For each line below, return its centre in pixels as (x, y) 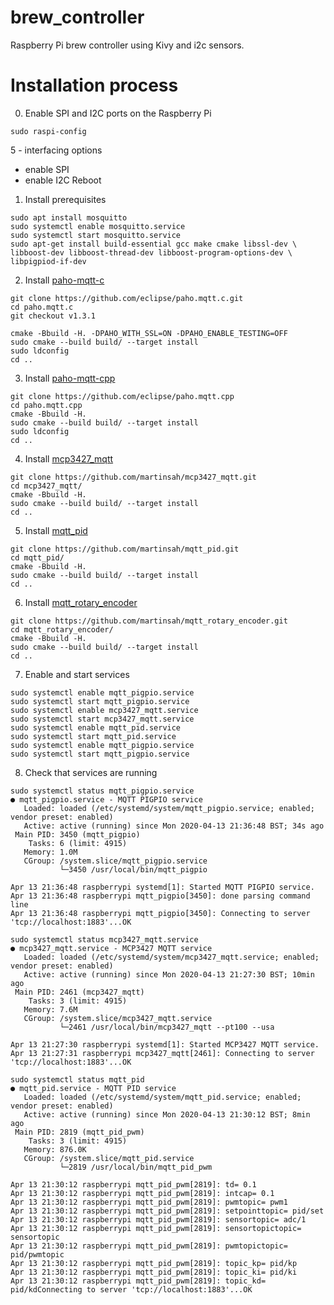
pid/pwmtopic (37, 1254)
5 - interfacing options (56, 150)
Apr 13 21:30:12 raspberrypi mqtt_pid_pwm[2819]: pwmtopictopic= (149, 1246)
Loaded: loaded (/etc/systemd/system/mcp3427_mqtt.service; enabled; (171, 957)
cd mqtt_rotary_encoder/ (62, 629)
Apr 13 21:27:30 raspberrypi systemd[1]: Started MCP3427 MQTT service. (165, 1044)
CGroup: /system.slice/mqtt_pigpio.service (115, 861)
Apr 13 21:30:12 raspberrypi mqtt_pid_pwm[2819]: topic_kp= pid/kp (154, 1263)
